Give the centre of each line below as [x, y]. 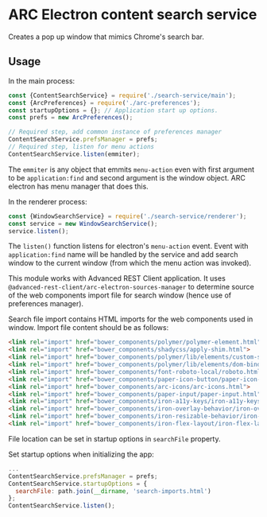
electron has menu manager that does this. [78, 186]
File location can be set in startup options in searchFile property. [114, 438]
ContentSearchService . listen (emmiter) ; [74, 154]
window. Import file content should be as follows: [89, 328]
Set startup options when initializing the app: [81, 454]
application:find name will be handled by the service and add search [123, 255]
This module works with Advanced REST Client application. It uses [117, 278]
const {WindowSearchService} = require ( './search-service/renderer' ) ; [128, 216]
